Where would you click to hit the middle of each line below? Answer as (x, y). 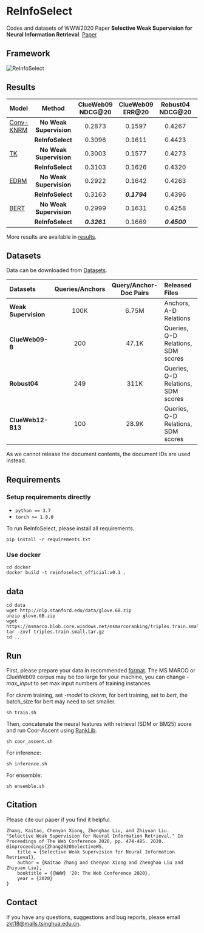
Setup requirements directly (49, 497)
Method (53, 108)
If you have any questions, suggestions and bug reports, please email (93, 917)
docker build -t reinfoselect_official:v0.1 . (66, 573)
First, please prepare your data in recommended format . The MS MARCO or (101, 670)
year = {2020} (35, 878)
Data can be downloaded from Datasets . (57, 270)
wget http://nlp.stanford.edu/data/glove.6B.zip (69, 611)
